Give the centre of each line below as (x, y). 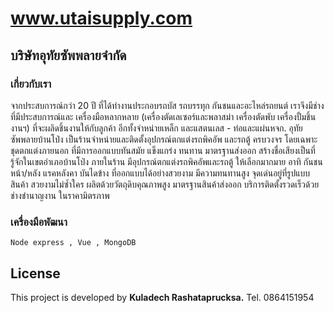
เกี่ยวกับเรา (31, 84)
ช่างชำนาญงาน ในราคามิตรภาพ (60, 195)
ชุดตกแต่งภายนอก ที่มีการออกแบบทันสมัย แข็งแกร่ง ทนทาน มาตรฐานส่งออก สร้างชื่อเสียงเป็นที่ (163, 150)
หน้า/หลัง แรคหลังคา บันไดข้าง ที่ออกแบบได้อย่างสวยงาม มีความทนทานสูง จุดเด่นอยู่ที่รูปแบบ (160, 173)
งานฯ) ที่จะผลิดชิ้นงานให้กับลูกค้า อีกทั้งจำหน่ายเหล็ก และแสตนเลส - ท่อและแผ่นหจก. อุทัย (156, 128)
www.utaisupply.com (101, 18)
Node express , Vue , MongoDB (73, 243)
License (35, 273)
